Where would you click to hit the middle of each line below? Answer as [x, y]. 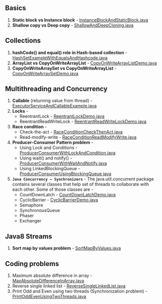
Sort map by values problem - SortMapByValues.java [67, 248]
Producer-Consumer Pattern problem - [53, 143]
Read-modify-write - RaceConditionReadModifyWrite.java [78, 137]
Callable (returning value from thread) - [52, 101]
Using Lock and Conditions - [48, 148]
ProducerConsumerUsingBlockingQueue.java [65, 174]
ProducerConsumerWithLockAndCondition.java [67, 153]
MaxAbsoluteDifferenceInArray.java [48, 281]
